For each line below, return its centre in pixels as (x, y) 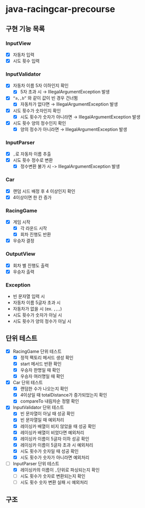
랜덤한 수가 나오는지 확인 (44, 389)
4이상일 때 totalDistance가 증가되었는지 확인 (64, 395)
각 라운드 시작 (34, 228)
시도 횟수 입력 (26, 61)
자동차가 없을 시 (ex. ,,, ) (37, 308)
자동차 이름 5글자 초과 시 (37, 303)
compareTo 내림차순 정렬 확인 (50, 401)
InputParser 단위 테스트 (36, 463)
